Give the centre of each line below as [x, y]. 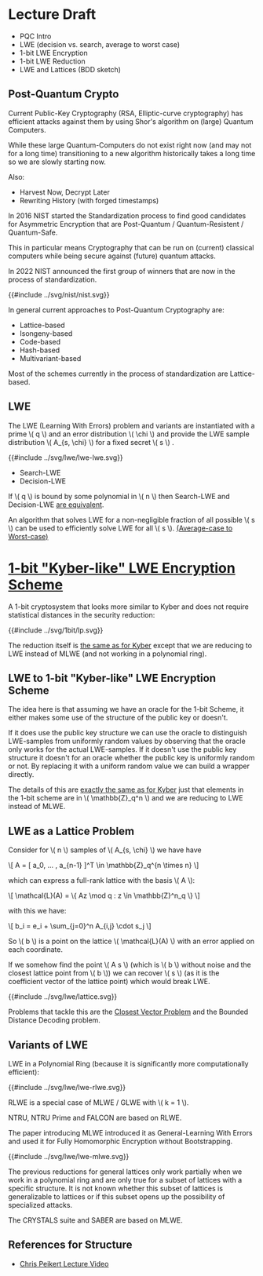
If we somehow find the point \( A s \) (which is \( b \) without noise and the [130, 965]
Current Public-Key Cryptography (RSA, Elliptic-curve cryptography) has [126, 113]
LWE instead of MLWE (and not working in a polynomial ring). [108, 654]
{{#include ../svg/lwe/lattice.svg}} [63, 997]
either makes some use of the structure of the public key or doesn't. [118, 718]
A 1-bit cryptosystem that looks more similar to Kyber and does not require [128, 607]
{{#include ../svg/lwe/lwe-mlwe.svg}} [69, 1156]
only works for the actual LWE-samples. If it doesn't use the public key [122, 749]
